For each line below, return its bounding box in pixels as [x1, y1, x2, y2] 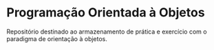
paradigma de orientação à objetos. [6, 34, 108, 42]
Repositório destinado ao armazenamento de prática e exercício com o [6, 27, 207, 36]
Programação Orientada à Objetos [6, 5, 205, 21]
